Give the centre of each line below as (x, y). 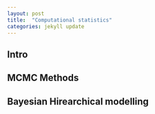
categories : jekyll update (46, 26)
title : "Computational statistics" (60, 20)
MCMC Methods (43, 78)
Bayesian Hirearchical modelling (78, 101)
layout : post (26, 13)
